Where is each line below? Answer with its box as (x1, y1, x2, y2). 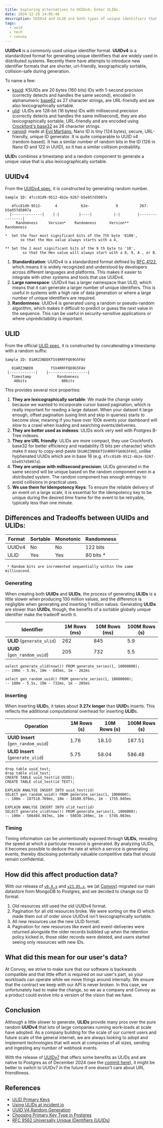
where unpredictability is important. (12, 316, 83, 321)
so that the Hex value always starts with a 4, (20, 237, 118, 242)
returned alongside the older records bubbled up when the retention (12, 929, 149, 935)
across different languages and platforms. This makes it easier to (12, 269, 142, 275)
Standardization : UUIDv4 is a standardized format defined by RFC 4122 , (12, 259, 157, 264)
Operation (24, 723, 49, 729)
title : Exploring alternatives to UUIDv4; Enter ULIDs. (5, 7, 120, 12)
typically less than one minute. (12, 499, 73, 506)
